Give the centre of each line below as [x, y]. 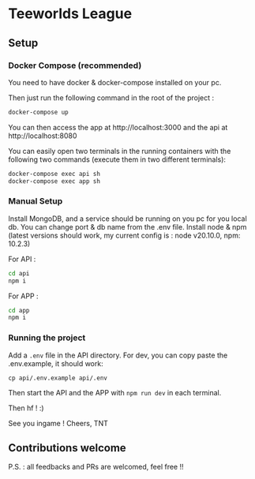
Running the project [47, 338]
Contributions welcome [67, 448]
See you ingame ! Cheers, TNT [58, 423]
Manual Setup [36, 201]
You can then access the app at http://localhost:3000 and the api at [118, 127]
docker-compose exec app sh [54, 181]
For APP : [23, 296]
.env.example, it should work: [56, 363]
